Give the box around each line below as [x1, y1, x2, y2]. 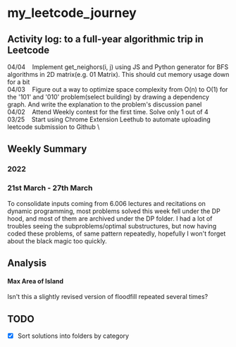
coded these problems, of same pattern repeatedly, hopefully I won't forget [7, 229, 226, 238]
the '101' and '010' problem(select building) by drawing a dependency [7, 93, 210, 101]
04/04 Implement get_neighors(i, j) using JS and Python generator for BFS [7, 63, 229, 71]
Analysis [7, 257, 47, 269]
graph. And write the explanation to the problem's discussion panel [7, 100, 202, 109]
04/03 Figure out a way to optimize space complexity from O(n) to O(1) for [7, 85, 228, 93]
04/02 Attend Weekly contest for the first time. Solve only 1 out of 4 [7, 108, 209, 116]
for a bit [7, 78, 30, 86]
